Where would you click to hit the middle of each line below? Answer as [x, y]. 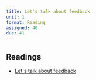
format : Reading [26, 22]
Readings [24, 57]
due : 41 [16, 33]
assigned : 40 [22, 28]
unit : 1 [16, 17]
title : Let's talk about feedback [48, 11]
